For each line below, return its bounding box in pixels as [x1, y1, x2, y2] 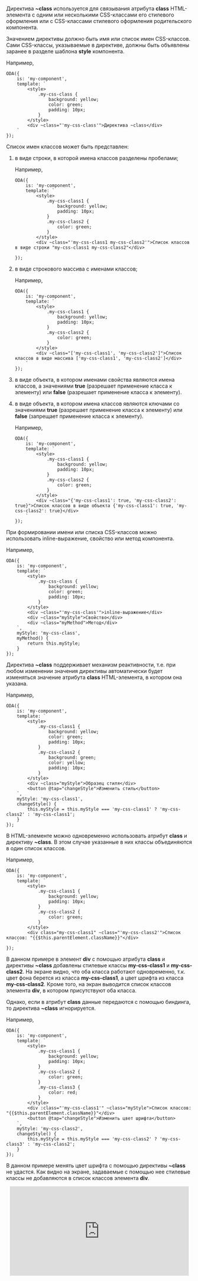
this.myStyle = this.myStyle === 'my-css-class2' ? [27, 1136, 158, 1142]
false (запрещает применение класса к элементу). [14, 413, 144, 420]
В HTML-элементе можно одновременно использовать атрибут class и [6, 833, 187, 839]
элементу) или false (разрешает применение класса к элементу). [14, 389, 182, 395]
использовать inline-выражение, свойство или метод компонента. [6, 535, 174, 542]
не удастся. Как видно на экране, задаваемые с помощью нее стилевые [6, 1168, 191, 1175]
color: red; [48, 1090, 78, 1095]
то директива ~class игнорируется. [6, 1004, 96, 1012]
